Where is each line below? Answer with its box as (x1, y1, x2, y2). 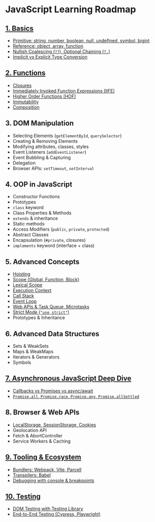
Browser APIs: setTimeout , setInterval (12, 165, 94, 171)
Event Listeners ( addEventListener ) (12, 149, 87, 155)
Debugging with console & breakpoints (12, 477, 94, 484)
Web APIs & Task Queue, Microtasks (12, 304, 90, 310)
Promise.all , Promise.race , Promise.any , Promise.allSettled (12, 393, 140, 399)
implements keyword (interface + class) (12, 242, 95, 249)
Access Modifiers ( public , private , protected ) (12, 226, 110, 233)
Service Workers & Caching (12, 438, 71, 444)
